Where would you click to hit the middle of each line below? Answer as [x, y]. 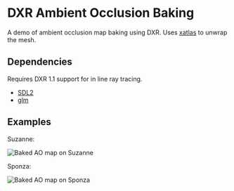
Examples [29, 122]
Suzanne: [21, 139]
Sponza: [19, 166]
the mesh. [22, 39]
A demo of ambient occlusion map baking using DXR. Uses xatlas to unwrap [117, 32]
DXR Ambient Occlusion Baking [101, 13]
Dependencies [40, 62]
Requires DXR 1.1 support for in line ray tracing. [75, 79]
